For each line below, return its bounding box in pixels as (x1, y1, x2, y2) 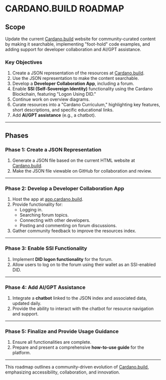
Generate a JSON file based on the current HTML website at (12, 157, 135, 163)
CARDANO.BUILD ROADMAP (5, 3, 124, 14)
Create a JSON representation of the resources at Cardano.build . (12, 70, 145, 76)
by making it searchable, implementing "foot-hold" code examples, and (5, 41, 150, 47)
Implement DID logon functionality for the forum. (12, 256, 113, 262)
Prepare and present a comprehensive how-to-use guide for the (12, 344, 144, 350)
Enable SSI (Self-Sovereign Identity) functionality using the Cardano (12, 86, 153, 92)
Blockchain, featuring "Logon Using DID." (12, 91, 96, 97)
